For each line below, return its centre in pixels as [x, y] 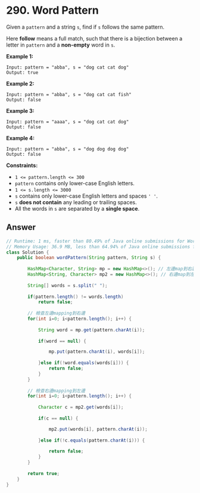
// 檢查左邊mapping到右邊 [57, 313]
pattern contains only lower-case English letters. [75, 183]
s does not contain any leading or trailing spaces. [76, 202]
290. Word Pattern [53, 10]
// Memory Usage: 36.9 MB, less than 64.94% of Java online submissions [98, 246]
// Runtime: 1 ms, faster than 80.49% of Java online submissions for [96, 241]
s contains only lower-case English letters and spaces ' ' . [86, 196]
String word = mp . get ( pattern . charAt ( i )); [91, 330]
